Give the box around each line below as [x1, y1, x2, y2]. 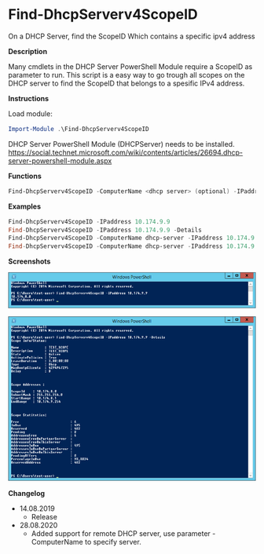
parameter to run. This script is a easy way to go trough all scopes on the [8, 70, 245, 79]
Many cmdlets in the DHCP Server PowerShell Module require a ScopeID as [8, 61, 253, 71]
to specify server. [85, 538, 141, 547]
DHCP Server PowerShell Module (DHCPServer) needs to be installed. [8, 139, 235, 148]
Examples [8, 202, 42, 211]
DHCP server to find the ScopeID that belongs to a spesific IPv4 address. [8, 78, 245, 88]
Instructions [8, 93, 49, 103]
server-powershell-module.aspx [8, 155, 112, 166]
